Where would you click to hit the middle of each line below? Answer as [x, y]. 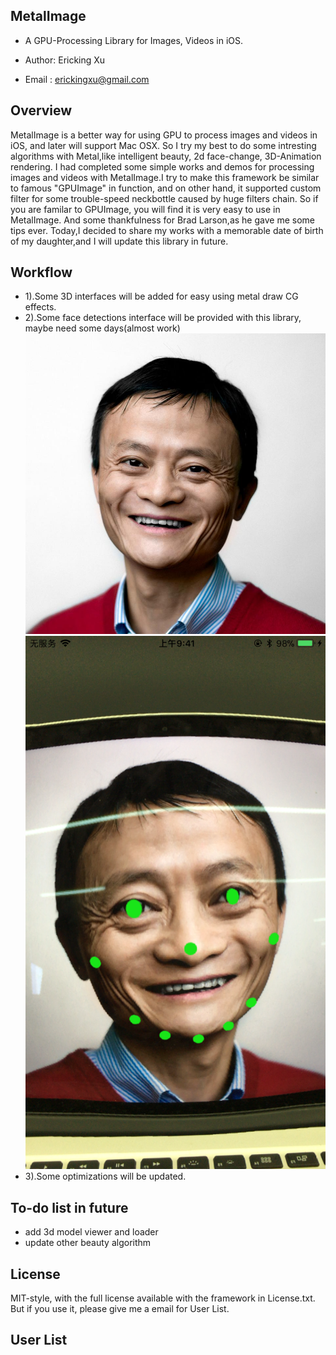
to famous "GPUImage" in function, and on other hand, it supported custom [166, 188]
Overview [41, 110]
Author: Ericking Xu [65, 60]
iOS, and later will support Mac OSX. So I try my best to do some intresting [163, 145]
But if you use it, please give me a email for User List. [120, 1308]
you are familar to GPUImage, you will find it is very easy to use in [145, 209]
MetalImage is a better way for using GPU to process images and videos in [164, 135]
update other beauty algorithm [88, 1243]
